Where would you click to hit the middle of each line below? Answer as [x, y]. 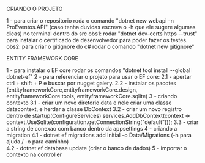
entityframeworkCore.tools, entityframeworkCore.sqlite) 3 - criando [92, 96]
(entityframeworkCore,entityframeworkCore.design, [72, 90]
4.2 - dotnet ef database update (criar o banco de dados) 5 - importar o [97, 148]
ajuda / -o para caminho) [38, 142]
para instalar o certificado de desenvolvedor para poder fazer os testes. [97, 40]
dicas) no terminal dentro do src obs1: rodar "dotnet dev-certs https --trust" [102, 34]
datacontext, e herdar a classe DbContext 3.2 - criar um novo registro [94, 109]
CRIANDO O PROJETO [35, 9]
